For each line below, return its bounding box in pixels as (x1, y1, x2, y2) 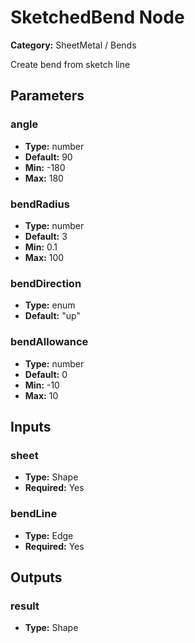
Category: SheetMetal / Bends (10, 39, 137, 51)
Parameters (10, 87, 85, 105)
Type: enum (24, 299, 76, 311)
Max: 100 (24, 251, 65, 263)
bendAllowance (10, 335, 89, 349)
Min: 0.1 (24, 241, 58, 253)
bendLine (10, 507, 58, 521)
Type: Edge (24, 529, 74, 541)
